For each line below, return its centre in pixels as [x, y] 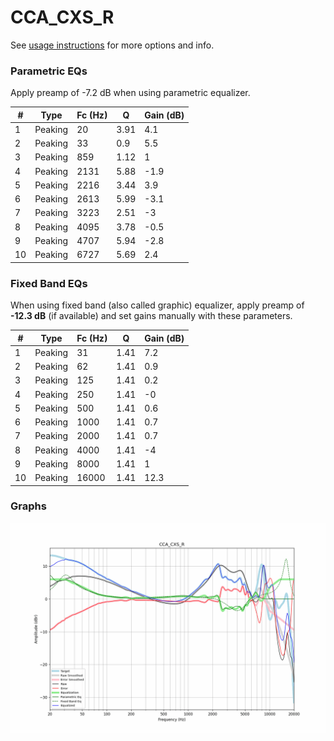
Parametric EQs [49, 71]
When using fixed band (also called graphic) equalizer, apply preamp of [157, 305]
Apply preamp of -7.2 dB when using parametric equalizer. [130, 93]
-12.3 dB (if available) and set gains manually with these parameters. [151, 316]
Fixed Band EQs [49, 283]
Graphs [28, 506]
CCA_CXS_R [62, 17]
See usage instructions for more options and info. [112, 45]
